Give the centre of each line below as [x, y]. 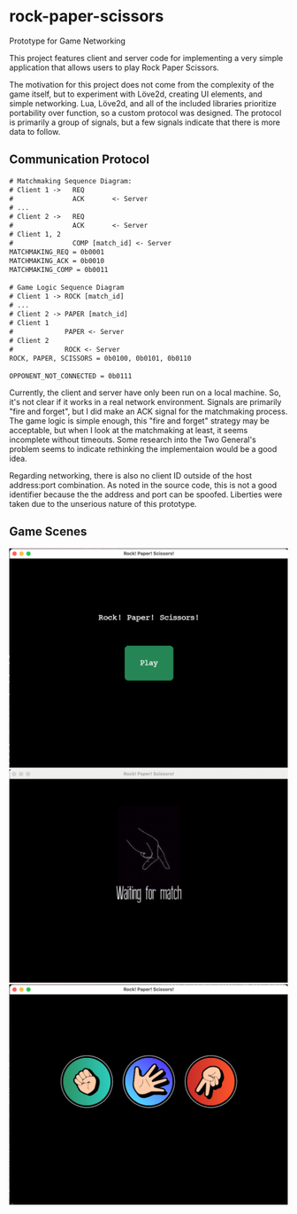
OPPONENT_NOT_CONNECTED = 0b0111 [71, 376]
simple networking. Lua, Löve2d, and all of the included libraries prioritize [143, 103]
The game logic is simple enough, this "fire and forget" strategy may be [139, 420]
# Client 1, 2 [35, 234]
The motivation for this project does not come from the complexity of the [142, 84]
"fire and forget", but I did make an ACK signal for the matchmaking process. [148, 411]
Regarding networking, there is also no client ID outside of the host [131, 475]
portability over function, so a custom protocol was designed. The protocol [145, 113]
